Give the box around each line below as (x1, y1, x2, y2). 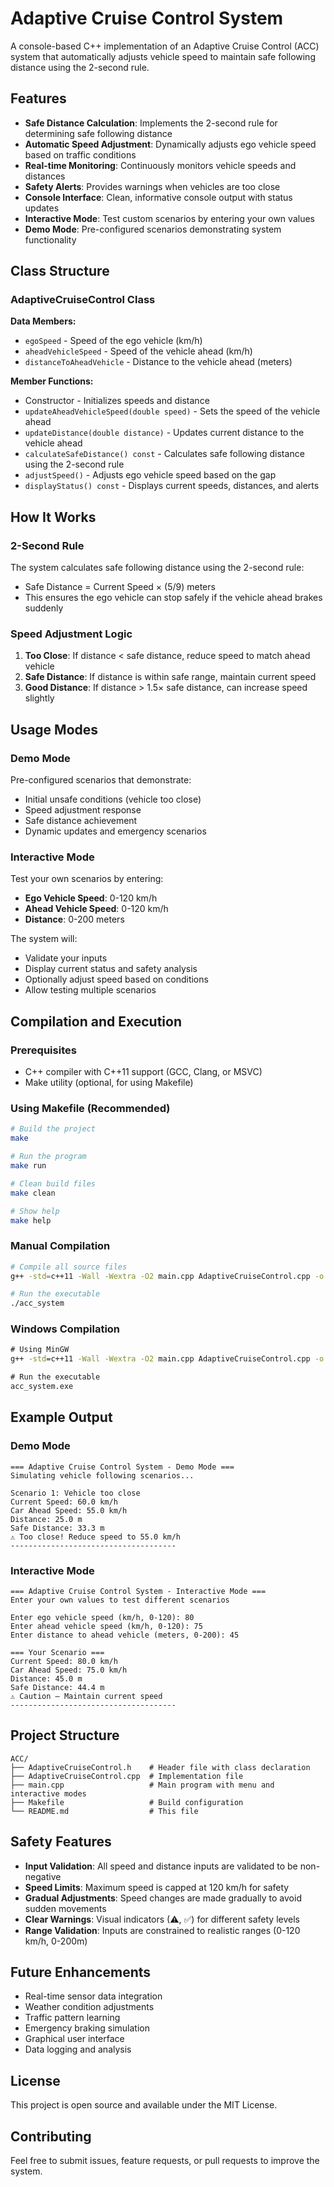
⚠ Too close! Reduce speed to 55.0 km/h (10, 1532, 182, 1542)
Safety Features (10, 1833, 112, 1851)
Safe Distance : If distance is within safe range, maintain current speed (24, 671, 317, 683)
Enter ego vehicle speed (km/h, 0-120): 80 (10, 1612, 195, 1622)
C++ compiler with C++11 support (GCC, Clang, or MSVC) (24, 1066, 263, 1078)
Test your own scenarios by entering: (10, 873, 164, 885)
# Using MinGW (10, 1345, 70, 1355)
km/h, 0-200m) (24, 1935, 88, 1947)
